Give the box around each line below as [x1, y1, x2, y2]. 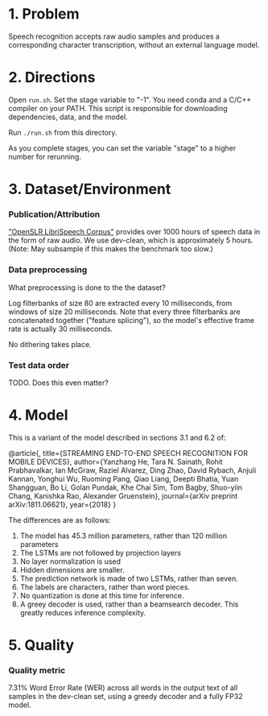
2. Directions [8, 68, 96, 87]
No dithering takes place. [8, 339, 92, 349]
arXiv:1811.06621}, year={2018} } [8, 499, 117, 509]
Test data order [8, 359, 70, 370]
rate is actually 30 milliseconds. [8, 324, 113, 333]
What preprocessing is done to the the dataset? [8, 283, 167, 292]
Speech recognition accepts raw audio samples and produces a [8, 31, 220, 41]
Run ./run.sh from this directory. [8, 127, 118, 137]
